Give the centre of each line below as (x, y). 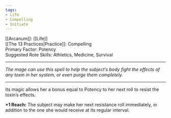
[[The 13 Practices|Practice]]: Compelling (49, 44)
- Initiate (17, 24)
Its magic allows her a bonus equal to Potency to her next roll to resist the (82, 90)
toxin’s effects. (21, 95)
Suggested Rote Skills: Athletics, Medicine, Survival (59, 55)
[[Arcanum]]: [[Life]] (26, 39)
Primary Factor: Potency (31, 49)
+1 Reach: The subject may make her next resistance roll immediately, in (81, 105)
